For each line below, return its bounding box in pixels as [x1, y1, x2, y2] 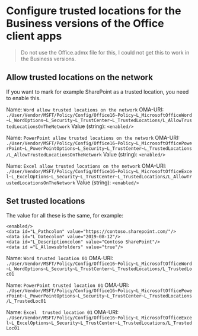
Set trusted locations [6, 196, 85, 206]
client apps [6, 30, 62, 43]
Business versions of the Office [6, 17, 164, 30]
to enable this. [6, 94, 41, 101]
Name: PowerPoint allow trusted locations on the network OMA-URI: [6, 134, 180, 141]
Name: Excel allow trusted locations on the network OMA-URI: [6, 162, 167, 169]
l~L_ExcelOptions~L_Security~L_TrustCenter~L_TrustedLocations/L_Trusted [6, 320, 193, 326]
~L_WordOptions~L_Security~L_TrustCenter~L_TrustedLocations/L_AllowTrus [6, 117, 193, 123]
